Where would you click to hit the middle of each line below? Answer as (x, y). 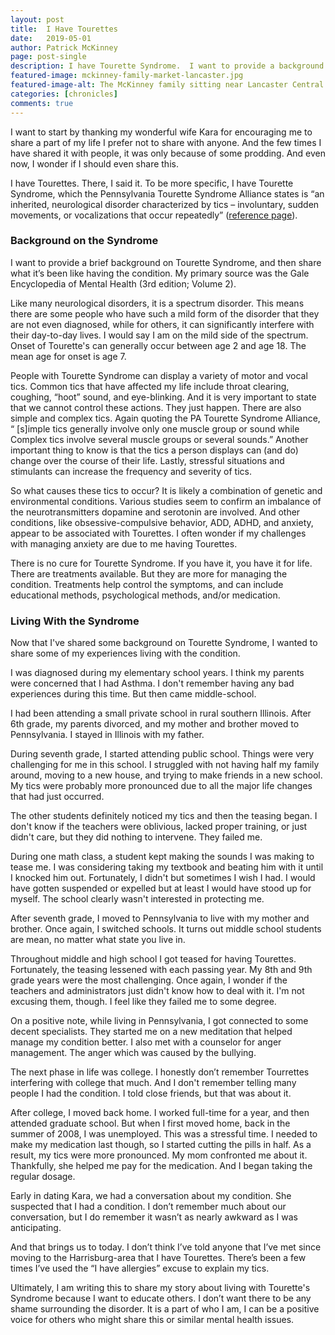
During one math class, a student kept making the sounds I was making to (162, 857)
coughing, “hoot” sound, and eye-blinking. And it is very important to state (163, 397)
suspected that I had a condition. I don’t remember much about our (148, 1207)
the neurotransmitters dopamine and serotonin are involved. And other (155, 512)
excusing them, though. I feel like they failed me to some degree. (143, 1002)
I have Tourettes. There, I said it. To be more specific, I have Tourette (152, 183)
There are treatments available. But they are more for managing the (149, 573)
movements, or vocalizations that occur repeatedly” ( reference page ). (154, 215)
